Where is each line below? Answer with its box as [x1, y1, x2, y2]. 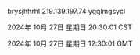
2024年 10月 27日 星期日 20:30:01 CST [7, 22, 133, 32]
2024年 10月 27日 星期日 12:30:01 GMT [7, 39, 133, 48]
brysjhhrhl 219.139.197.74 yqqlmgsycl [7, 7, 126, 15]
